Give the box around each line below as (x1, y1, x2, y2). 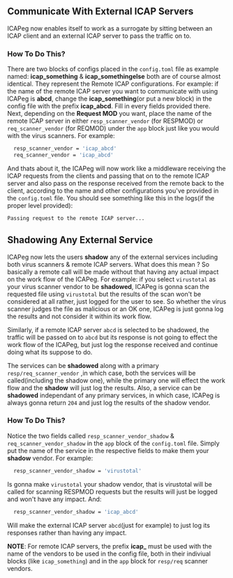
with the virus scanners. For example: (7, 132, 115, 140)
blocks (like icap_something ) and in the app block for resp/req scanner (7, 556, 208, 565)
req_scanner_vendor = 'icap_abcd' (13, 151, 114, 158)
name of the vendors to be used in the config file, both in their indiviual (7, 549, 211, 558)
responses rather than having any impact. (7, 528, 127, 537)
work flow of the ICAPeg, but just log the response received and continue (7, 340, 218, 348)
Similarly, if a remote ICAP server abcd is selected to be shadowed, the (7, 325, 209, 334)
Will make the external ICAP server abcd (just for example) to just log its (7, 521, 211, 529)
